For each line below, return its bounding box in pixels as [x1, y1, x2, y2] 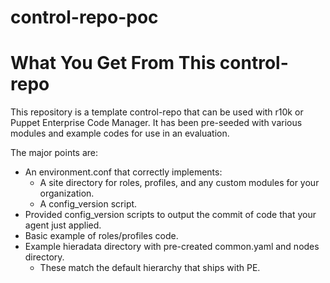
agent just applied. [24, 219, 102, 231]
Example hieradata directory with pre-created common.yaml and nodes [24, 241, 320, 253]
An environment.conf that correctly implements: [24, 166, 223, 178]
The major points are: [10, 147, 99, 159]
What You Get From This [10, 52, 217, 75]
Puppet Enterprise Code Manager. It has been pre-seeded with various [10, 117, 303, 129]
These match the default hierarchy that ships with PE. [39, 262, 261, 274]
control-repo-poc [10, 6, 159, 29]
